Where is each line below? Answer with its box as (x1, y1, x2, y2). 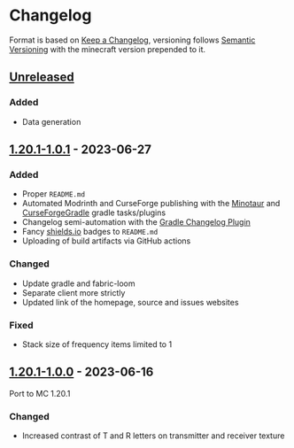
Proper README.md (21, 189, 86, 199)
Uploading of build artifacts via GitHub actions (21, 236, 191, 246)
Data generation (21, 116, 81, 127)
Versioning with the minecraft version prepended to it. (9, 43, 206, 54)
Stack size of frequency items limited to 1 (21, 338, 173, 350)
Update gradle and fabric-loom (21, 278, 135, 289)
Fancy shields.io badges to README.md (21, 227, 159, 237)
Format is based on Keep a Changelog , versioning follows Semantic (9, 35, 256, 45)
